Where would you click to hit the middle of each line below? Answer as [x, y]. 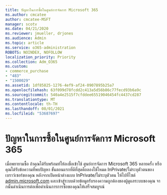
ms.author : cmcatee [26, 15]
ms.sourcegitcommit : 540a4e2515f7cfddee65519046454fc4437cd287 [73, 95]
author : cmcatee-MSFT [28, 19]
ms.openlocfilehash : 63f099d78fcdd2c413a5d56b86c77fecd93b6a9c [73, 90]
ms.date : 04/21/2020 [27, 29]
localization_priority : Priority [40, 57]
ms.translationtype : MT [30, 99]
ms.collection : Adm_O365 [31, 62]
